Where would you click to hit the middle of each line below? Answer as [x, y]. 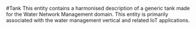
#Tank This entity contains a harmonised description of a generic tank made [98, 8]
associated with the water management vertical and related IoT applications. [98, 20]
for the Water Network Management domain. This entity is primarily [87, 14]
